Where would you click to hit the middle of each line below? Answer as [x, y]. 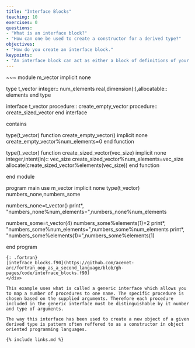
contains [17, 124]
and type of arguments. [35, 309]
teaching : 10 [22, 17]
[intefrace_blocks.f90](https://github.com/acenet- [70, 262]
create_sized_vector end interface [47, 112]
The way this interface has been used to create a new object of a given [98, 319]
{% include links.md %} [35, 340]
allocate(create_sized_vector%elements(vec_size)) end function [83, 165]
